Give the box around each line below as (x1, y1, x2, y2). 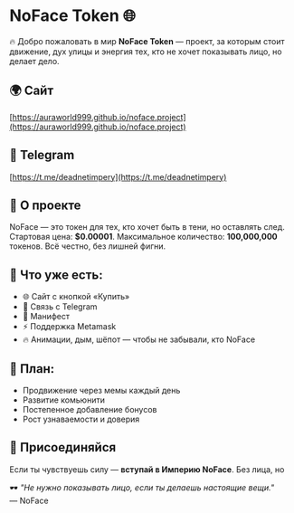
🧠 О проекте (9, 197, 81, 213)
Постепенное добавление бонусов (22, 404, 157, 414)
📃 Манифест (22, 311, 71, 322)
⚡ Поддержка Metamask (22, 321, 117, 332)
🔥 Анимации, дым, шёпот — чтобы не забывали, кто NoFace (22, 334, 256, 345)
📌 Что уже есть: (9, 267, 103, 282)
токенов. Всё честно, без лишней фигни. (9, 241, 166, 252)
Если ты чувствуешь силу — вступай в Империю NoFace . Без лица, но (9, 463, 285, 475)
